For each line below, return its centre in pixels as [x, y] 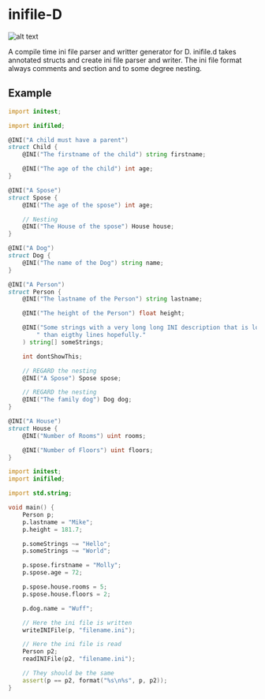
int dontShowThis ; [52, 357]
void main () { [32, 507]
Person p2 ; [40, 652]
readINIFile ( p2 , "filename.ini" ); [79, 659]
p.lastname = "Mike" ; [58, 522]
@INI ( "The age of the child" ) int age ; [88, 169]
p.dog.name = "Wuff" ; [58, 608]
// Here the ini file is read [72, 645]
